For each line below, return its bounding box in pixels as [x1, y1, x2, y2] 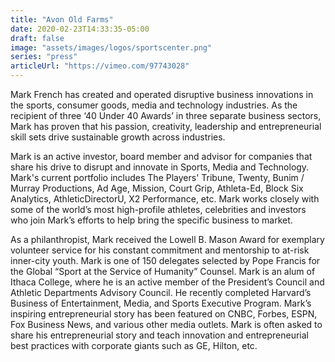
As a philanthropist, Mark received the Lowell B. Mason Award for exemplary [10, 234, 325, 245]
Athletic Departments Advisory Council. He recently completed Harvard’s [10, 287, 312, 298]
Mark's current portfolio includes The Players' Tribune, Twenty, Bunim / [10, 172, 305, 183]
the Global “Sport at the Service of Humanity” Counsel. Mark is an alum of [10, 266, 316, 277]
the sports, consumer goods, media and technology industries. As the [10, 99, 298, 111]
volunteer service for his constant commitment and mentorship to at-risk [10, 244, 310, 256]
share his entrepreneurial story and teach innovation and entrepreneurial [10, 329, 310, 341]
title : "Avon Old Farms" [10, 14, 114, 25]
